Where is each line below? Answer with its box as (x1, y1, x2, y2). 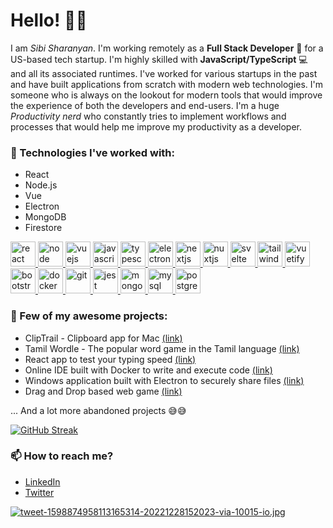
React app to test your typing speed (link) (24, 353, 197, 365)
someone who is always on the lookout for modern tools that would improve (10, 89, 323, 101)
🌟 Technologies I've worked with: (10, 145, 176, 159)
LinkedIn (24, 475, 61, 488)
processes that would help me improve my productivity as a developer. (10, 120, 302, 133)
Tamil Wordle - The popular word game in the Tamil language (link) (24, 342, 300, 354)
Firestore (24, 222, 63, 234)
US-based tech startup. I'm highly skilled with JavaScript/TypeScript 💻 (10, 53, 308, 65)
